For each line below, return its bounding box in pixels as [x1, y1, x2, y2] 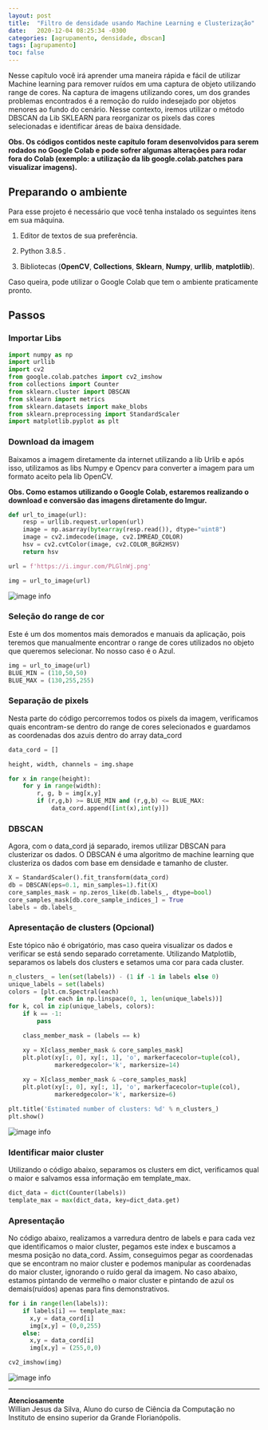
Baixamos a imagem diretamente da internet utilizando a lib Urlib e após [8, 454, 245, 464]
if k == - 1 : [22, 1010, 62, 1018]
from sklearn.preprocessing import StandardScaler [8, 410, 180, 418]
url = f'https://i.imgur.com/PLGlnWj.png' [8, 562, 152, 571]
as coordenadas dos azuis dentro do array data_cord [8, 730, 182, 740]
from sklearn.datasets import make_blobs [8, 402, 148, 411]
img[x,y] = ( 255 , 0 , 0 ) [29, 1344, 102, 1353]
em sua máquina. [8, 215, 65, 224]
